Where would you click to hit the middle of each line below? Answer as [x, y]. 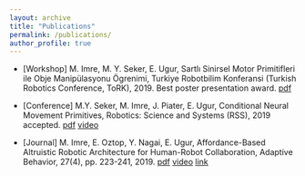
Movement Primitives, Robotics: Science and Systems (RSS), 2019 [147, 115]
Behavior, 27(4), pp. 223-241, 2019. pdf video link [116, 162]
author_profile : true [51, 43]
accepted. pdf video [61, 125]
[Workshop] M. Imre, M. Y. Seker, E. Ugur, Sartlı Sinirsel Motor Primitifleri [159, 69]
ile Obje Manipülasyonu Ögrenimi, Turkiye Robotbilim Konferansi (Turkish [159, 79]
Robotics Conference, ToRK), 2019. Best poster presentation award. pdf [157, 88]
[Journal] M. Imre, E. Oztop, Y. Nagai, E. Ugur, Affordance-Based [144, 142]
